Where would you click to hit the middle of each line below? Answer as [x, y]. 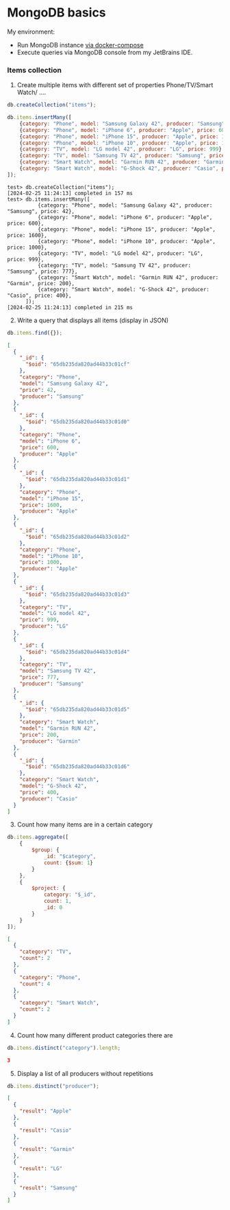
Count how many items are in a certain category [85, 825]
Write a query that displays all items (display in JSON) [93, 320]
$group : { [46, 850]
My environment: [31, 32]
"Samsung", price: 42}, [41, 211]
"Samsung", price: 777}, [42, 271]
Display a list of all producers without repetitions [85, 1073]
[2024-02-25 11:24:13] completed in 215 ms [70, 307]
